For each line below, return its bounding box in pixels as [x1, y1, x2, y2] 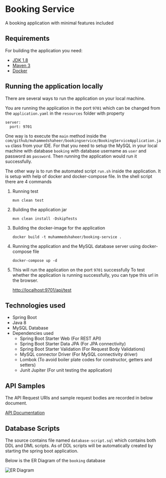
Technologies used [5, 301, 66, 310]
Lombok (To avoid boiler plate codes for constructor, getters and [19, 357, 153, 363]
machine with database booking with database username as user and [5, 148, 147, 154]
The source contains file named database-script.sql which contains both [5, 437, 157, 443]
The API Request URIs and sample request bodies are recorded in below [5, 395, 153, 401]
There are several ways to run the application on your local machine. [5, 95, 146, 101]
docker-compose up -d [12, 258, 57, 263]
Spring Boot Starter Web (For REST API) [19, 335, 101, 341]
